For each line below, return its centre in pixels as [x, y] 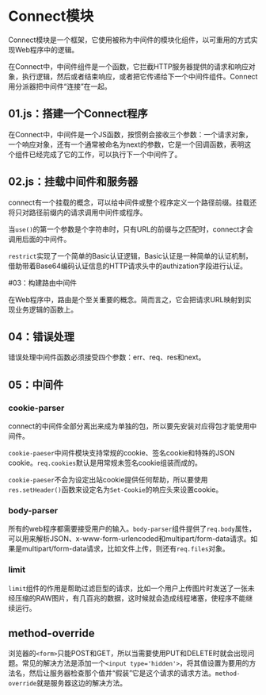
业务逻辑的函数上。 [46, 309]
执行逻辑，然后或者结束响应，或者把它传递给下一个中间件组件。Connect [140, 76]
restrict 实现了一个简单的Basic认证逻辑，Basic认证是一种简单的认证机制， [130, 255]
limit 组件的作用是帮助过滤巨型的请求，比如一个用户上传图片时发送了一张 [128, 588]
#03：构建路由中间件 [43, 282]
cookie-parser [36, 408]
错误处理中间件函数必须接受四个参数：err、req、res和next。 [107, 357]
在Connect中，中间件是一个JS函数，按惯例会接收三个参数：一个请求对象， [130, 134]
